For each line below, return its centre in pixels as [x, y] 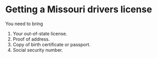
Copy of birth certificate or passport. [52, 44]
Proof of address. [31, 39]
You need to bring [24, 24]
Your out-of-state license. [40, 33]
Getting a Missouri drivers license [79, 9]
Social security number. [38, 50]
